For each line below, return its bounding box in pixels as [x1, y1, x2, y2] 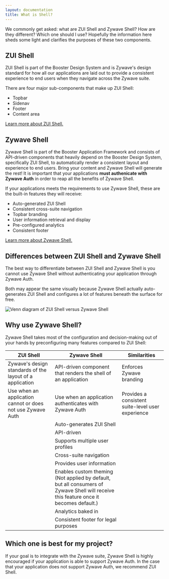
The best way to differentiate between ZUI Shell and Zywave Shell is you [5, 265, 155, 271]
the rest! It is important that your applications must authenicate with [5, 170, 147, 177]
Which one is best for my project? [5, 540, 113, 548]
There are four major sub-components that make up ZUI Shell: [5, 85, 134, 91]
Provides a [121, 390, 147, 397]
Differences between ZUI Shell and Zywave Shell [5, 252, 161, 260]
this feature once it [54, 493, 100, 500]
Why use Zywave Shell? [5, 321, 82, 330]
